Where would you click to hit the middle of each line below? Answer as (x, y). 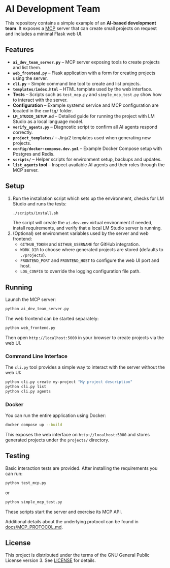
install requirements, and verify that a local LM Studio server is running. (87, 228)
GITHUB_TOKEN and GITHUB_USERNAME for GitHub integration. (80, 244)
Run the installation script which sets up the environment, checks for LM (88, 198)
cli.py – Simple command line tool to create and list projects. (77, 83)
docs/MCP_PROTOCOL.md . (34, 527)
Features (20, 50)
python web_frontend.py (30, 328)
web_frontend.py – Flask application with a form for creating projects (84, 73)
